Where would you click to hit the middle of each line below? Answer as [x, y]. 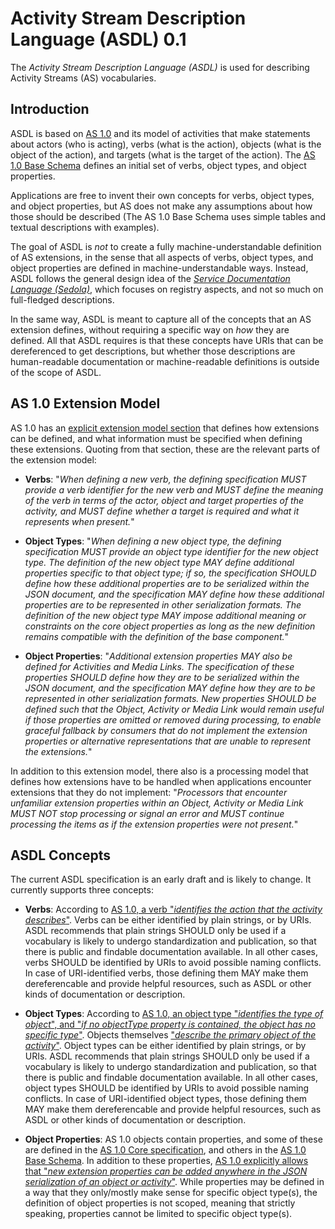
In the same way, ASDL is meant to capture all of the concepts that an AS [161, 319]
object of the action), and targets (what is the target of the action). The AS [163, 154]
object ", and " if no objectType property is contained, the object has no [170, 1024]
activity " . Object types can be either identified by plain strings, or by [165, 1046]
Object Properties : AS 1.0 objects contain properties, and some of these [173, 1139]
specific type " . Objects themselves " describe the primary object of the [170, 1035]
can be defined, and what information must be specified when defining [156, 438]
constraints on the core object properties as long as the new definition [170, 626]
